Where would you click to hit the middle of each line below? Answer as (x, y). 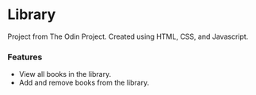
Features (25, 57)
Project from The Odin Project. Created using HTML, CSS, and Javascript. (128, 36)
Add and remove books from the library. (84, 83)
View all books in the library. (65, 74)
